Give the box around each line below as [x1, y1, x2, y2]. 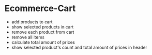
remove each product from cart [11, 29, 75, 35]
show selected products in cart [11, 24, 74, 29]
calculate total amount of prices [11, 39, 75, 45]
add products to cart [11, 19, 53, 25]
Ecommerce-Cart [4, 3, 76, 14]
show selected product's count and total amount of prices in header [11, 44, 147, 50]
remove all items [11, 34, 45, 40]
